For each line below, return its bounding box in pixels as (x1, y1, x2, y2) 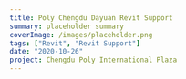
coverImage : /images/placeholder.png (9, 30, 153, 39)
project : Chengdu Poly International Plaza (9, 55, 178, 64)
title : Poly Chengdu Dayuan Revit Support (9, 13, 173, 23)
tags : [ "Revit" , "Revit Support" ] (9, 38, 141, 48)
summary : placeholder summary (9, 22, 125, 31)
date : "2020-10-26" (9, 47, 84, 56)
